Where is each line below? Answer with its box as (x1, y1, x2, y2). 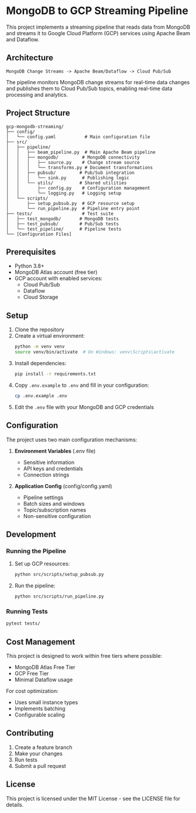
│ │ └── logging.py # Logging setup (6, 190, 122, 196)
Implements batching (14, 705, 66, 712)
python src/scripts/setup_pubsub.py (14, 572, 104, 578)
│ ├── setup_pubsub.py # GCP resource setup (6, 200, 135, 206)
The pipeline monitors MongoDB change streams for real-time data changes (6, 78, 190, 85)
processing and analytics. (6, 91, 68, 98)
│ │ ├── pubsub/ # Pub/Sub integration (6, 170, 135, 176)
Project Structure (6, 108, 70, 118)
